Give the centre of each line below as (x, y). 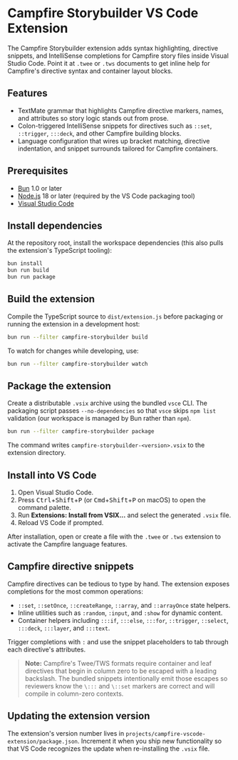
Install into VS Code (52, 475)
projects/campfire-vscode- (166, 734)
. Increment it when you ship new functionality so (150, 741)
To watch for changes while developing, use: (73, 351)
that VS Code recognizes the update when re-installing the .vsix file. (109, 749)
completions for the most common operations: (76, 591)
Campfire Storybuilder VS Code (103, 13)
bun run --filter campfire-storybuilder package (81, 431)
